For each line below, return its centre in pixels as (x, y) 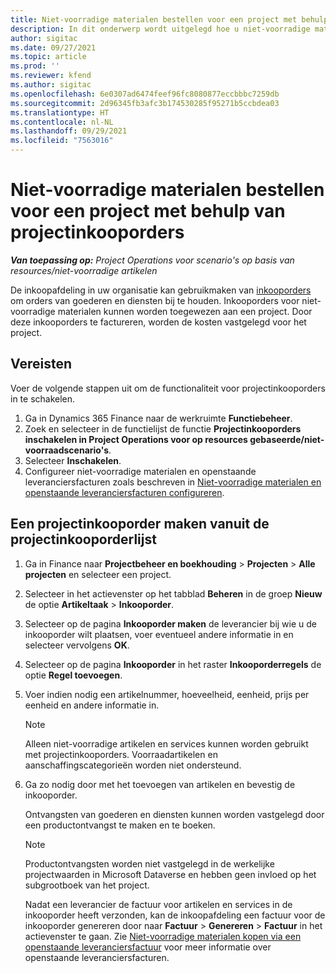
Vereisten (41, 364)
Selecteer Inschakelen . (73, 460)
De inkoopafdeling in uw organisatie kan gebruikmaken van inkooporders (161, 290)
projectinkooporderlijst (83, 539)
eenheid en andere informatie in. (92, 705)
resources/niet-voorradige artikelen (84, 270)
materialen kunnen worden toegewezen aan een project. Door (185, 311)
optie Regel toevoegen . (73, 675)
